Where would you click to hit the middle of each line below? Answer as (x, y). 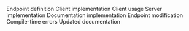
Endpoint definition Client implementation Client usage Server (84, 9)
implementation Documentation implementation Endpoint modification (94, 15)
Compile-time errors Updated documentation (64, 22)
